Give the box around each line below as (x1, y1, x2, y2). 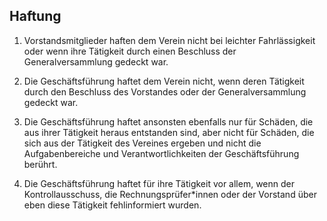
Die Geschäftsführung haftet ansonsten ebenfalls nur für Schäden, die (23, 115, 314, 128)
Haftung (9, 8, 62, 25)
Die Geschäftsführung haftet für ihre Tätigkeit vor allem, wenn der (23, 177, 296, 189)
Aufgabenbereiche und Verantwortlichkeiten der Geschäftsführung (23, 147, 300, 159)
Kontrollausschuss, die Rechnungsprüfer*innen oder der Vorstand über (23, 188, 317, 200)
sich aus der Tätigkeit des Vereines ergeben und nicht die (23, 137, 262, 149)
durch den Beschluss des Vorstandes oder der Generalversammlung (23, 85, 307, 98)
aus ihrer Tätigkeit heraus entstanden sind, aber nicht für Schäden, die (23, 126, 315, 138)
